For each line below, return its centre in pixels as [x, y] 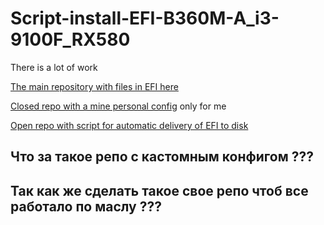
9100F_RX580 [70, 39]
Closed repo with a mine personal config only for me [118, 106]
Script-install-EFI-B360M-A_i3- [145, 18]
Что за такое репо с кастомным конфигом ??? [162, 157]
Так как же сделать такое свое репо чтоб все [159, 190]
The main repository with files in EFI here [94, 86]
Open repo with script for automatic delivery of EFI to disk [129, 125]
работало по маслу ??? [86, 206]
